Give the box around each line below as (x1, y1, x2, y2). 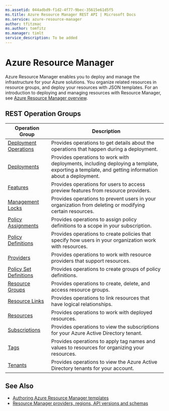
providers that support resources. (51, 257, 131, 264)
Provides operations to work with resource (51, 251, 152, 258)
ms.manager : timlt (5, 31, 44, 36)
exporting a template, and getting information (51, 166, 158, 173)
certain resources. (51, 208, 95, 215)
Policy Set (8, 265, 32, 272)
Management (8, 198, 39, 205)
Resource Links (8, 297, 44, 304)
